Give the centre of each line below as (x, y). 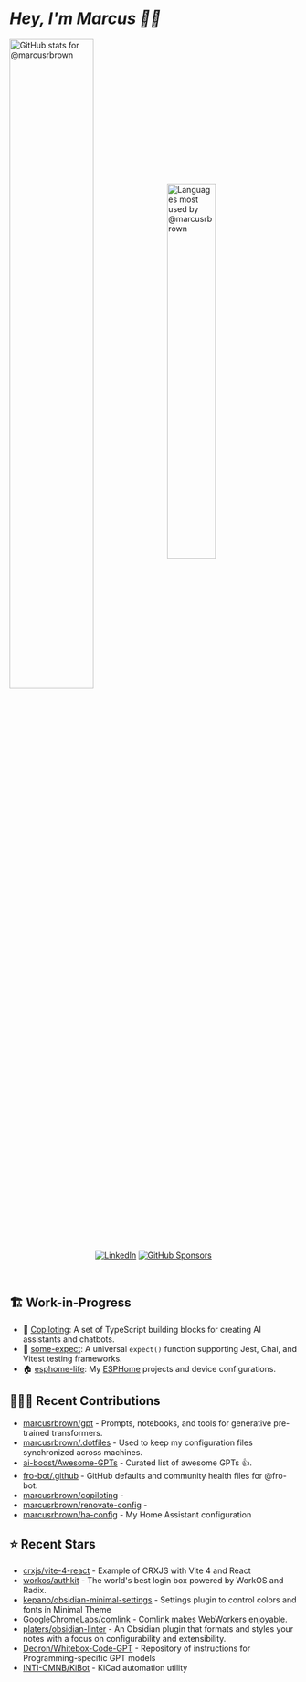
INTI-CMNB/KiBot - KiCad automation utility (105, 1668)
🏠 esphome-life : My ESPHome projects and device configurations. (149, 1368)
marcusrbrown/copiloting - (73, 1495)
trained (36, 1432)
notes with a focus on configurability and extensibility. (124, 1639)
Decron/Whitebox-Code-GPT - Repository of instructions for (137, 1648)
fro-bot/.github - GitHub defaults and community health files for (142, 1475)
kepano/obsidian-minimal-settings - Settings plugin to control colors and (159, 1600)
